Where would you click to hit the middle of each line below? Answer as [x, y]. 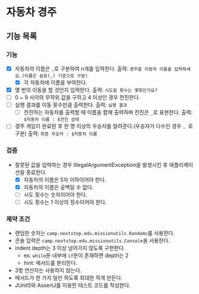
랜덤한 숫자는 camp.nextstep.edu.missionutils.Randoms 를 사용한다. [95, 233]
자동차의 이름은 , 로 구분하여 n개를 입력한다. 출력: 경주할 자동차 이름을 [93, 69]
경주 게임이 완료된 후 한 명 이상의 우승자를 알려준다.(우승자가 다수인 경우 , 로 [104, 126]
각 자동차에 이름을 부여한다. [55, 82]
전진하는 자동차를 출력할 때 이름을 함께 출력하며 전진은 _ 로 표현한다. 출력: [108, 112]
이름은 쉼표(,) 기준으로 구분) [56, 76]
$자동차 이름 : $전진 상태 [51, 120]
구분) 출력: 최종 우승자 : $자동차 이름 [56, 134]
